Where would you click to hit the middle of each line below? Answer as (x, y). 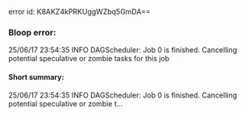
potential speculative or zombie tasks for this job (89, 59)
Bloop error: (32, 32)
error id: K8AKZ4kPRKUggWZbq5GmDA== (79, 12)
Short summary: (36, 77)
